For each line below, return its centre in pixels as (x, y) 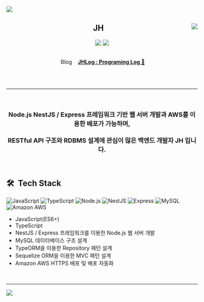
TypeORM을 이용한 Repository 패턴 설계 (63, 248)
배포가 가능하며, (108, 124)
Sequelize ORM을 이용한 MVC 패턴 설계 (63, 255)
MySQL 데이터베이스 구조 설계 (51, 240)
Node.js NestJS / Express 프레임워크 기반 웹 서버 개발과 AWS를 (98, 114)
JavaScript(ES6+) (37, 219)
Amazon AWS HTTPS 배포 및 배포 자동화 (64, 263)
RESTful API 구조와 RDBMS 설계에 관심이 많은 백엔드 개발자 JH (96, 140)
